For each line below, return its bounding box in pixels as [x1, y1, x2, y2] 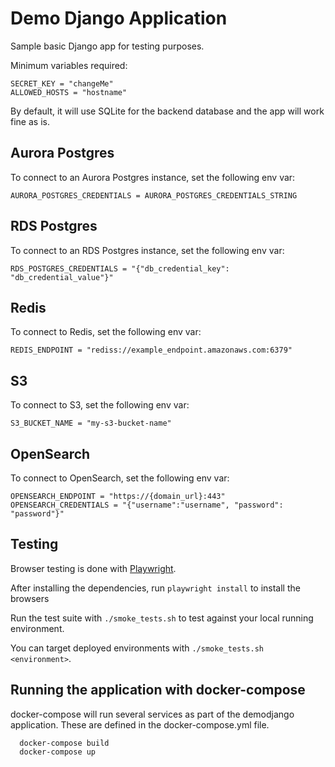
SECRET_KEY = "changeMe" [10, 78, 114, 89]
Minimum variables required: [10, 59, 128, 71]
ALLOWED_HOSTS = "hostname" [10, 87, 128, 97]
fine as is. [10, 115, 50, 127]
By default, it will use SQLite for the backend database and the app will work [10, 105, 325, 117]
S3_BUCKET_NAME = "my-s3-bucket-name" [10, 418, 172, 429]
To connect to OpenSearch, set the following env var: [10, 472, 230, 484]
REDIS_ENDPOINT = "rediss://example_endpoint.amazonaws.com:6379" [10, 345, 293, 356]
